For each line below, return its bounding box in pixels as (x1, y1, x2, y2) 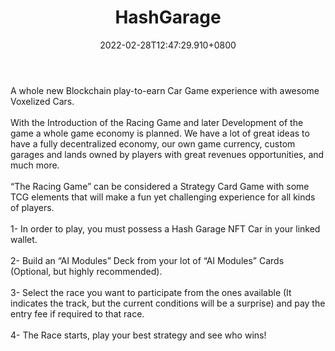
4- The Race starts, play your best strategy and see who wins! (10, 329, 267, 341)
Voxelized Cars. (10, 95, 75, 107)
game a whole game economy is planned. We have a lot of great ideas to (10, 127, 310, 139)
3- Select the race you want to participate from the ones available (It (10, 286, 292, 298)
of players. (10, 201, 55, 213)
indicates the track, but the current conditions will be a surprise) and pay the (10, 297, 326, 309)
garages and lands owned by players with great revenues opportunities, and (10, 148, 325, 160)
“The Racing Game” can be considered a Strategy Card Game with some (10, 180, 310, 192)
